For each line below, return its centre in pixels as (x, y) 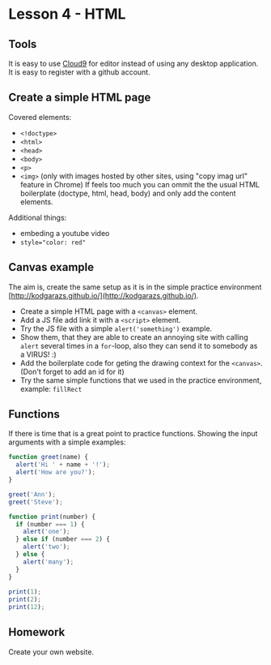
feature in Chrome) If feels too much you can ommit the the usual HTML (140, 184)
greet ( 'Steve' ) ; (36, 502)
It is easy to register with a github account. (80, 72)
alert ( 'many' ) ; (49, 562)
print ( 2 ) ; (25, 600)
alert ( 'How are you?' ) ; (55, 472)
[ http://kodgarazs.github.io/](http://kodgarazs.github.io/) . (104, 295)
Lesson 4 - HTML (67, 14)
